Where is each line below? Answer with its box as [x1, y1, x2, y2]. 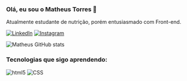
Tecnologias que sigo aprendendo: [6, 55, 108, 64]
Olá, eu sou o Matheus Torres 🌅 [6, 5, 97, 13]
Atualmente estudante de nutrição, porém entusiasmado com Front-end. [6, 19, 182, 26]
